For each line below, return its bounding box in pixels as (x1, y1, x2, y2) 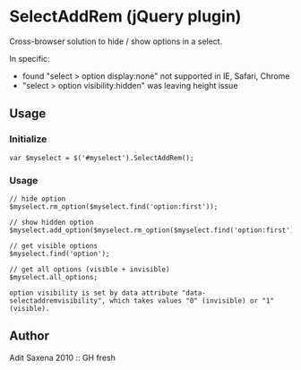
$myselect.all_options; (9, 272, 99, 281)
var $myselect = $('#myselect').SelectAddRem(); (9, 153, 194, 162)
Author (9, 329, 49, 344)
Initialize (9, 133, 47, 145)
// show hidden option (9, 218, 94, 227)
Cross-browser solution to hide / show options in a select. (9, 36, 223, 47)
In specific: (9, 53, 51, 64)
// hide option (9, 194, 66, 203)
